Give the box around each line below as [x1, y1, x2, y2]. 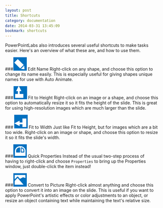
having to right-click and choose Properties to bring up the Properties [5, 158, 146, 164]
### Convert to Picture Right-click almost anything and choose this [5, 182, 154, 188]
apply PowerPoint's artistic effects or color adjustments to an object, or [5, 192, 148, 198]
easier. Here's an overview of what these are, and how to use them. [5, 48, 141, 54]
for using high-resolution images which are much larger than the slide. [5, 105, 146, 111]
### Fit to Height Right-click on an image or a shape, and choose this [5, 95, 159, 101]
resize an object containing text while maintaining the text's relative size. [5, 198, 151, 204]
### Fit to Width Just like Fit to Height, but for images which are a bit [5, 124, 158, 130]
